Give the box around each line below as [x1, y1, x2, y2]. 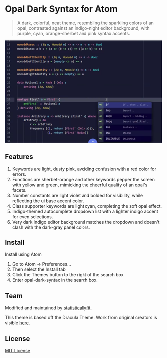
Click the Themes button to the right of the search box [12, 272, 124, 278]
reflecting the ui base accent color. [12, 198, 84, 204]
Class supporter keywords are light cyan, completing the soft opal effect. [12, 203, 162, 209]
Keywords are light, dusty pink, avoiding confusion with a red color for [12, 166, 157, 172]
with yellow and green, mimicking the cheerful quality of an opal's [12, 182, 148, 188]
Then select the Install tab [12, 266, 66, 272]
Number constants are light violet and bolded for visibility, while [12, 192, 143, 198]
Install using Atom [5, 251, 42, 257]
